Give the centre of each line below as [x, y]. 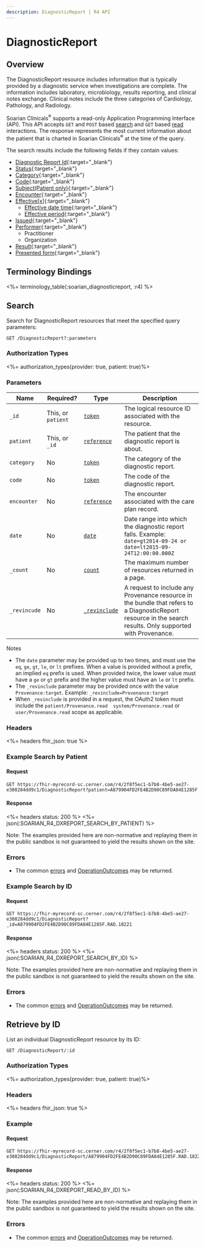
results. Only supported [158, 626]
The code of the [147, 476]
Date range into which [156, 519]
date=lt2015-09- [148, 547]
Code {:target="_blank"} [45, 181]
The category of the [153, 459]
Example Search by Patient [47, 757]
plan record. [141, 509]
